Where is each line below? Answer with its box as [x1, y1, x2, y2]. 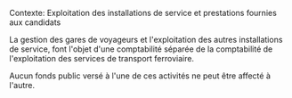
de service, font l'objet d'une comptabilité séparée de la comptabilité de [9, 44, 273, 54]
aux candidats [9, 17, 61, 28]
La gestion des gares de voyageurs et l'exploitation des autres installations [9, 35, 283, 45]
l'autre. [9, 80, 36, 90]
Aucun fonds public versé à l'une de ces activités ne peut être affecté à [9, 70, 272, 81]
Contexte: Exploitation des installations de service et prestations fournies [9, 8, 278, 18]
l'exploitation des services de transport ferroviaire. [9, 53, 194, 63]
